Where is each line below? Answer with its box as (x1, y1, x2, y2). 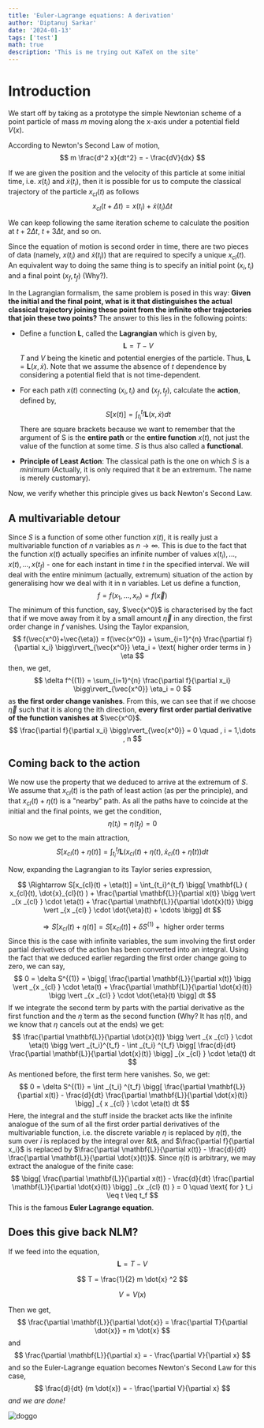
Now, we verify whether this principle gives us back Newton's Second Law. (8, 489, 252, 498)
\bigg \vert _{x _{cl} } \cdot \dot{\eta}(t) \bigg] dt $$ (48, 990, 217, 1000)
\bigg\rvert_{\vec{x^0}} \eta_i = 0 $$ (73, 684, 191, 693)
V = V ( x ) (118, 1289, 147, 1299)
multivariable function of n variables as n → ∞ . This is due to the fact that (8, 541, 247, 551)
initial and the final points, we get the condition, (8, 806, 162, 816)
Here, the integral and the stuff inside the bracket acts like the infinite (8, 1110, 232, 1120)
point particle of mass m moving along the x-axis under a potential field (8, 116, 240, 126)
